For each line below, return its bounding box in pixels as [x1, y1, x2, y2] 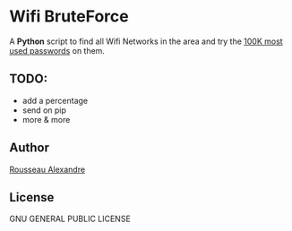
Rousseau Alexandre [9, 164, 86, 175]
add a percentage [21, 95, 89, 106]
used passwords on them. [9, 45, 106, 56]
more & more [21, 114, 71, 124]
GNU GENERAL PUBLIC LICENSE [9, 213, 132, 225]
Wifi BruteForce [9, 6, 129, 27]
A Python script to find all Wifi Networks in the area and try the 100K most [9, 36, 284, 47]
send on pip [21, 105, 67, 115]
